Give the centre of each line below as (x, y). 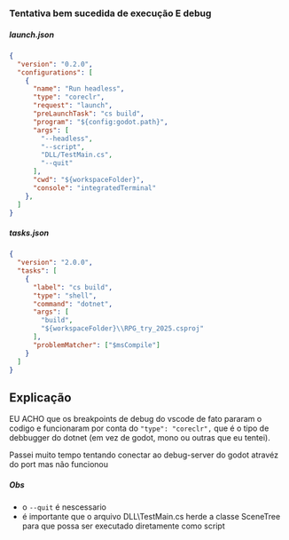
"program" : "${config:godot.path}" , (100, 122)
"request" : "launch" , (73, 106)
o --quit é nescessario (64, 507)
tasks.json (29, 233)
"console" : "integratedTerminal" (94, 188)
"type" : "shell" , (65, 296)
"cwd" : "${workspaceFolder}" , (88, 180)
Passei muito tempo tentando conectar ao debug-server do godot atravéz (144, 455)
